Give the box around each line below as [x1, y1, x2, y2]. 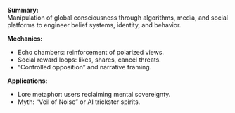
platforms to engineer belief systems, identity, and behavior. [7, 21, 182, 29]
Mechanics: [7, 34, 43, 43]
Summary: [7, 6, 39, 14]
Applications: [7, 77, 48, 85]
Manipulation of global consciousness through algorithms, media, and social [7, 13, 229, 22]
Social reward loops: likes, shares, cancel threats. [17, 55, 162, 64]
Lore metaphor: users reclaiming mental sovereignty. [17, 91, 171, 98]
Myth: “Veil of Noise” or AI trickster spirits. [17, 98, 141, 106]
